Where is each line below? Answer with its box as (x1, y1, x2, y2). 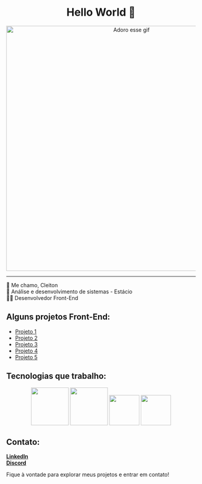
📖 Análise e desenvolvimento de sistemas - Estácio (6, 288, 133, 295)
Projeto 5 (14, 353, 38, 361)
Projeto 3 (14, 340, 38, 348)
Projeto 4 (14, 347, 38, 354)
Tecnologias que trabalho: (6, 371, 106, 381)
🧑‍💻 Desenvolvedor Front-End (6, 294, 79, 301)
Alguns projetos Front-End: (6, 312, 111, 322)
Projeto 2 (14, 334, 38, 342)
